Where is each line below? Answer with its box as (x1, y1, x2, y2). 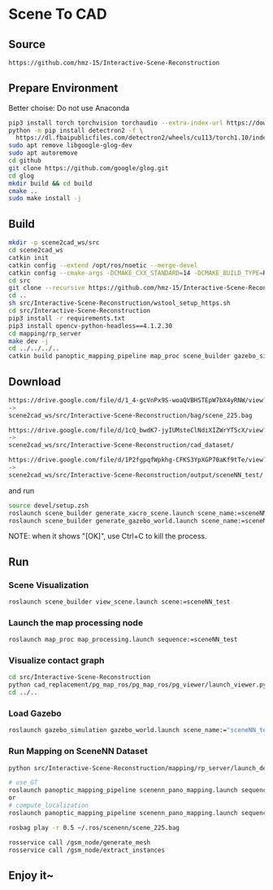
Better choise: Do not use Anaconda (8, 103, 130, 112)
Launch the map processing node (8, 616, 144, 628)
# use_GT (8, 778, 38, 787)
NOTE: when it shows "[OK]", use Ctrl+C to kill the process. (8, 531, 207, 541)
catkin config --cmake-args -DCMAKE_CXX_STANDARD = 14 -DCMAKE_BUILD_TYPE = (8, 269, 264, 277)
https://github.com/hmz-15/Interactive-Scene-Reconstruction (8, 59, 220, 67)
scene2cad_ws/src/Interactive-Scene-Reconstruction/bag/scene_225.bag (8, 411, 253, 419)
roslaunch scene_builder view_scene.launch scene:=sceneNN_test (8, 598, 231, 607)
